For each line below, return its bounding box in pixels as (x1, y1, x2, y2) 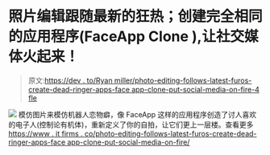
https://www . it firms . (8, 128, 83, 138)
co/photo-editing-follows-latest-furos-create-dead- (84, 128, 257, 138)
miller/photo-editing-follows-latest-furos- (114, 75, 252, 85)
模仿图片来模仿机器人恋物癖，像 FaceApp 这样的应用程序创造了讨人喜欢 (18, 109, 257, 119)
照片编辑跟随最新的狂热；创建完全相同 (8, 7, 264, 26)
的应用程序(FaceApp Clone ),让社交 (8, 27, 244, 46)
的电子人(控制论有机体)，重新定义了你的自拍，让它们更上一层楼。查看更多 (8, 120, 254, 129)
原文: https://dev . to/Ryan (27, 75, 113, 85)
